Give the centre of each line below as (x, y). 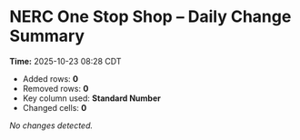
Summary (47, 36)
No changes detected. (51, 125)
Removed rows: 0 (55, 88)
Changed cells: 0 (55, 107)
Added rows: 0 (50, 78)
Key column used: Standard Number (91, 98)
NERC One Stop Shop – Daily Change (150, 17)
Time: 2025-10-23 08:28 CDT (65, 61)
